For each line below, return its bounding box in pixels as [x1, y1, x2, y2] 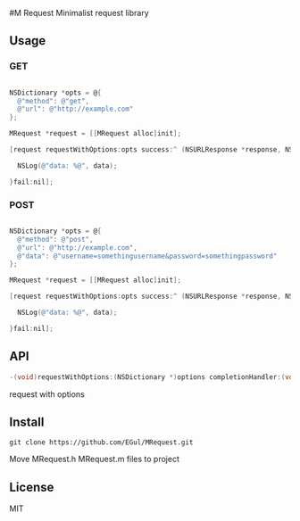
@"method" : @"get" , [17, 96, 90, 105]
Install [9, 414, 45, 429]
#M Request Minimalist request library [9, 8, 149, 18]
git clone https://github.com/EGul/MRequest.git [9, 438, 194, 447]
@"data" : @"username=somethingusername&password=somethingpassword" [17, 252, 278, 260]
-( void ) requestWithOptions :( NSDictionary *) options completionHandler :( [9, 372, 286, 382]
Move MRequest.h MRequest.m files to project [9, 454, 180, 465]
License [9, 479, 54, 494]
